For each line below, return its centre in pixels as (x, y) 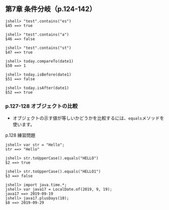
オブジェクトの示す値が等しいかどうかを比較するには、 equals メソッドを (88, 118)
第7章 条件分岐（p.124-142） (51, 9)
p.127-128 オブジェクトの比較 (41, 106)
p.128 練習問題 (20, 135)
